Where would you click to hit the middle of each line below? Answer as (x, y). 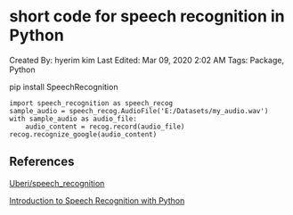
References (42, 162)
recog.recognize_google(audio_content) (83, 134)
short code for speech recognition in (147, 17)
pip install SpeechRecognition (64, 87)
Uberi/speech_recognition (57, 183)
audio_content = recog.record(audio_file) (105, 127)
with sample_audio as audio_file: (73, 119)
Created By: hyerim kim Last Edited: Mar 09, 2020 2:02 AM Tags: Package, (147, 60)
